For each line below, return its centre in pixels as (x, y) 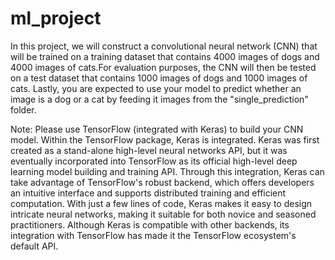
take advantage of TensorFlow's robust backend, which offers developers (162, 182)
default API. (34, 246)
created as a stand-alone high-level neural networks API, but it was (149, 150)
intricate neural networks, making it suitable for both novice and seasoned (163, 214)
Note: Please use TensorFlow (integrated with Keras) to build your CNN (157, 129)
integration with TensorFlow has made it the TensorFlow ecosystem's (153, 235)
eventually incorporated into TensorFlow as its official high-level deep (154, 161)
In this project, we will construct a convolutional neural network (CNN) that (164, 46)
